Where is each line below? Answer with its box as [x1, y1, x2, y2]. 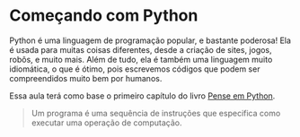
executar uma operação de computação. [31, 117, 182, 128]
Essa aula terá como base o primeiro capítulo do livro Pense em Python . [9, 90, 276, 101]
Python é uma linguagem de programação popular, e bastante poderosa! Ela [9, 35, 292, 46]
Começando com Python [9, 5, 199, 26]
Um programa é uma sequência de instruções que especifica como [31, 107, 281, 118]
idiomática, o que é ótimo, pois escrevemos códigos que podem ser [9, 64, 260, 74]
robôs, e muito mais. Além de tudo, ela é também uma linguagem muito [9, 54, 273, 64]
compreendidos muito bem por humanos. [9, 73, 163, 83]
